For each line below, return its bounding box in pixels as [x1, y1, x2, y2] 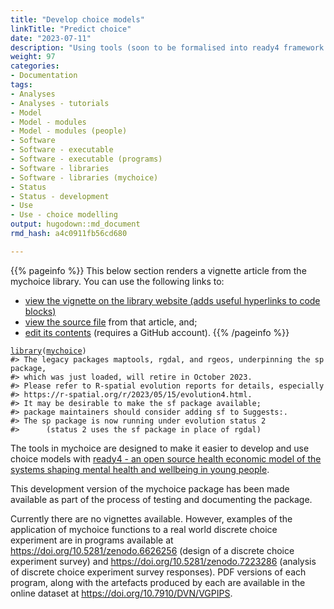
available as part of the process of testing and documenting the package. [10, 493, 313, 505]
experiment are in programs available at [10, 534, 174, 546]
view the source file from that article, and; [24, 316, 198, 328]
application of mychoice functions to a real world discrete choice [10, 523, 278, 535]
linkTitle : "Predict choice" [10, 24, 132, 34]
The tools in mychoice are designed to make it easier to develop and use [10, 442, 310, 454]
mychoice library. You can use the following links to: [10, 275, 225, 287]
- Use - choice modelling [10, 210, 118, 220]
